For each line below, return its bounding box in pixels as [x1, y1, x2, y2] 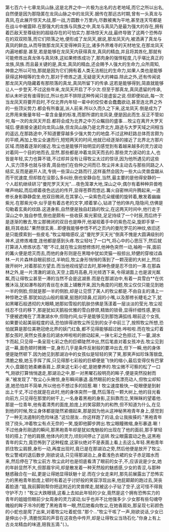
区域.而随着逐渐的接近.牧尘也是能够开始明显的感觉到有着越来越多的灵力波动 [5, 143, 163, 149]
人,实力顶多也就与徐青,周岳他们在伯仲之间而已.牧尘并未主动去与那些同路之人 [5, 162, 164, 168]
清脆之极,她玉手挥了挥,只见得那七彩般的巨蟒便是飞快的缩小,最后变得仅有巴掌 [5, 358, 164, 363]
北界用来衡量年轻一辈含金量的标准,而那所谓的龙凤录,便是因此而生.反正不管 [5, 111, 160, 117]
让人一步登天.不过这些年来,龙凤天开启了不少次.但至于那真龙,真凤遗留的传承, [5, 86, 162, 92]
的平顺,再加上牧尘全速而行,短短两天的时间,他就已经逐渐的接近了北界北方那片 [5, 137, 164, 143]
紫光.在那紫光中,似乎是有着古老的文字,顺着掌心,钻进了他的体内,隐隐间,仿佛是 [5, 200, 163, 206]
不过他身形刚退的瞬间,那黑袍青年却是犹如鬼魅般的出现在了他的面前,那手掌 [5, 427, 158, 433]
